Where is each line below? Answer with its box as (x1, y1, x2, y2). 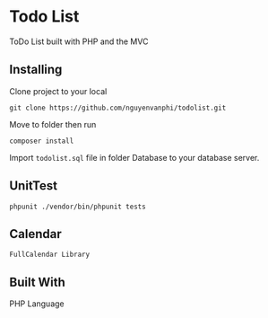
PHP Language (9, 298, 65, 309)
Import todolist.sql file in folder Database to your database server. (9, 152, 260, 163)
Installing (9, 62, 63, 77)
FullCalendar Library (9, 250, 91, 260)
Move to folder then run (9, 119, 97, 129)
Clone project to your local (9, 85, 108, 96)
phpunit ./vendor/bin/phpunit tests (9, 202, 146, 211)
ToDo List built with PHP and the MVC (9, 36, 149, 47)
